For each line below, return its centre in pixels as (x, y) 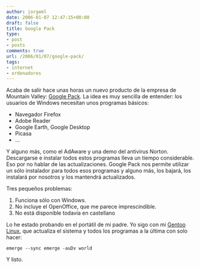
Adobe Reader (33, 121)
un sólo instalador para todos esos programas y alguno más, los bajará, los (99, 171)
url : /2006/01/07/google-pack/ (45, 56)
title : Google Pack (31, 28)
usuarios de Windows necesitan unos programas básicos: (78, 103)
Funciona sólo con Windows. (51, 200)
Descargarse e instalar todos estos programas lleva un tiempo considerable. (100, 158)
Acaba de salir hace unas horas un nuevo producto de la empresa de (91, 90)
